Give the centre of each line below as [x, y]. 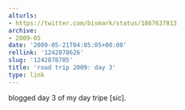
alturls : [23, 16]
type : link [26, 75]
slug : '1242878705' [41, 61]
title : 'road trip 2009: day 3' [62, 68]
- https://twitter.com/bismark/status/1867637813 [93, 23]
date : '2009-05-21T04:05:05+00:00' [68, 45]
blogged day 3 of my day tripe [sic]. [67, 97]
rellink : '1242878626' [46, 53]
